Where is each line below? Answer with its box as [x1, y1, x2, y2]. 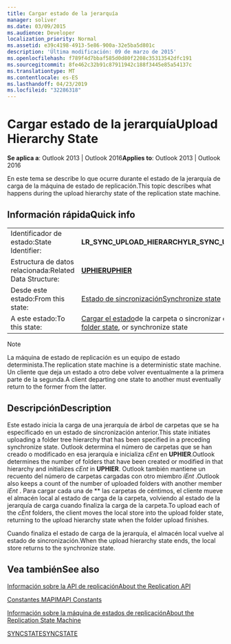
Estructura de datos [10, 257, 74, 266]
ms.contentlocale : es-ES [7, 74, 78, 81]
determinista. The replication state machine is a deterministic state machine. [7, 361, 221, 369]
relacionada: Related [10, 266, 75, 275]
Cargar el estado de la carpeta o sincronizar [81, 314, 221, 323]
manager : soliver [7, 17, 57, 23]
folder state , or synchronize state [81, 322, 188, 332]
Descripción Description [7, 402, 112, 414]
